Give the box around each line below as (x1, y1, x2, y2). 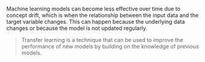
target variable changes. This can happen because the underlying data (6, 18, 185, 25)
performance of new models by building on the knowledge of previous (21, 43, 199, 50)
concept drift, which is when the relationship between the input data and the (6, 12, 199, 19)
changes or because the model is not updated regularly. (6, 24, 148, 32)
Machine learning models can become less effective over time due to (6, 5, 181, 12)
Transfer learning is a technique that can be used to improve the (21, 36, 184, 43)
